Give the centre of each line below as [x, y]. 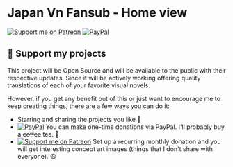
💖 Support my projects [57, 54]
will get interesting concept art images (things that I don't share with [115, 149]
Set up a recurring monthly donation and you [157, 141]
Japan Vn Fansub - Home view [97, 13]
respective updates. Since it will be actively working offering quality [104, 78]
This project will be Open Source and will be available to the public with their [116, 70]
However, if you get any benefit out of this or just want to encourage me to [114, 98]
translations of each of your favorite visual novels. [79, 85]
